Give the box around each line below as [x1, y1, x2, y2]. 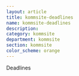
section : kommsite [6, 42, 52, 48]
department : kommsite [6, 37, 60, 42]
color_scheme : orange [6, 48, 60, 54]
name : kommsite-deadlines [6, 20, 71, 26]
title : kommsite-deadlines [6, 14, 74, 20]
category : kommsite [6, 31, 55, 37]
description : [6, 25, 39, 32]
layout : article [6, 8, 47, 15]
